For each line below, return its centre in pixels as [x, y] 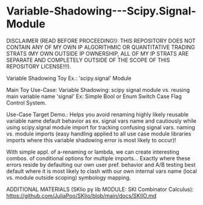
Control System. [26, 102]
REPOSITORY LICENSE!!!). [39, 66]
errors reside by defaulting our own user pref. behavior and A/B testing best [101, 164]
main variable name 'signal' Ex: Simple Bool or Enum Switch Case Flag [94, 96]
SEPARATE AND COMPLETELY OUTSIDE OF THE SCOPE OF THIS [88, 60]
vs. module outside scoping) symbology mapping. [69, 177]
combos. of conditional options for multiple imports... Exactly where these [98, 158]
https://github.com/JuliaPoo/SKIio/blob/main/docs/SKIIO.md [81, 195]
